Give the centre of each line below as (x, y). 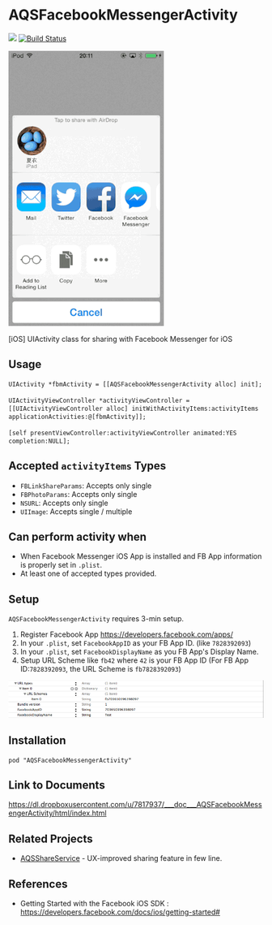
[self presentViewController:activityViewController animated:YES (123, 433)
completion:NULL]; (39, 441)
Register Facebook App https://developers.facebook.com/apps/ (126, 634)
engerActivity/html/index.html (57, 813)
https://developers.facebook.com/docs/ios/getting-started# (120, 912)
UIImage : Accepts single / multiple (76, 511)
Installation (37, 741)
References (38, 884)
